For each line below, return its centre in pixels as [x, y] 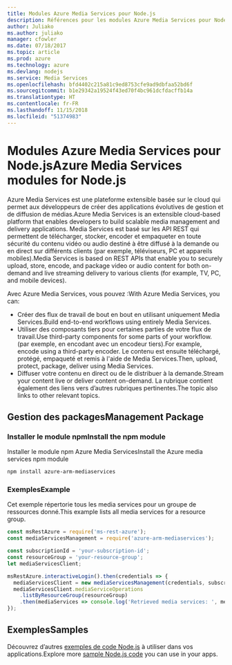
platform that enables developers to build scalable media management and [113, 221]
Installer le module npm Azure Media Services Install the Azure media [105, 452]
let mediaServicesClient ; [44, 564]
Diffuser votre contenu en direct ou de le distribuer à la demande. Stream [120, 373]
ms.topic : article [33, 53]
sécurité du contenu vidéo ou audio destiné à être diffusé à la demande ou [113, 244]
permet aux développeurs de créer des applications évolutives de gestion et [115, 207]
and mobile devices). [37, 280]
